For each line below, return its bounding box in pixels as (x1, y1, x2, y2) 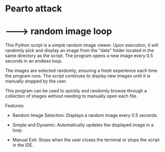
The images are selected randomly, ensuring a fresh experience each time (5, 68, 158, 74)
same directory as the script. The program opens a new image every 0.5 (5, 53, 153, 59)
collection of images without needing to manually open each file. (5, 93, 138, 99)
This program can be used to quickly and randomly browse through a (5, 88, 147, 94)
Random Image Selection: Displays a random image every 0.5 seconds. (12, 112, 158, 118)
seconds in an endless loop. (5, 58, 63, 64)
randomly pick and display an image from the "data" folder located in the (5, 48, 154, 54)
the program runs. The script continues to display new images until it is (5, 73, 151, 79)
